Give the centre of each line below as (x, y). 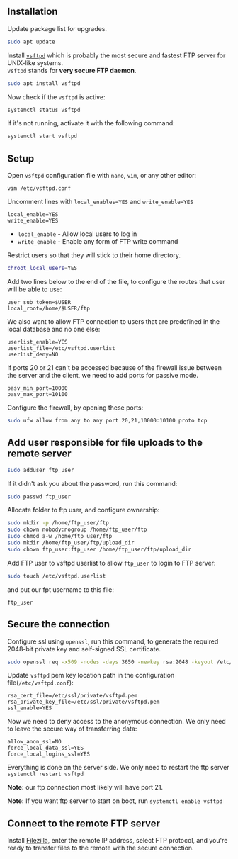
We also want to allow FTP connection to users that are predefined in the (114, 321)
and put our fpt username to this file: (61, 589)
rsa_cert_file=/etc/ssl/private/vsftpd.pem (73, 696)
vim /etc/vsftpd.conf (39, 189)
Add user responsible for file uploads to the (105, 443)
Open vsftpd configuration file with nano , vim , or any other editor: (102, 176)
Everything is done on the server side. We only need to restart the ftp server (118, 768)
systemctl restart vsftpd (45, 774)
